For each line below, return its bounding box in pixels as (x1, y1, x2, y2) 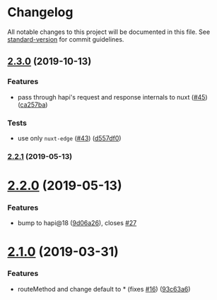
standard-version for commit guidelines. (7, 35, 124, 43)
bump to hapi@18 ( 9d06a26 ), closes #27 (17, 219, 137, 227)
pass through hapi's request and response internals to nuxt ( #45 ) (17, 92, 208, 101)
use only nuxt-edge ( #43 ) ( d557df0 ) (17, 133, 122, 142)
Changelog (7, 4, 74, 20)
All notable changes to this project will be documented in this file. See (7, 28, 211, 36)
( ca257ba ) (17, 100, 48, 109)
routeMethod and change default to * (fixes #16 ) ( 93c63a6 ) (17, 284, 191, 293)
